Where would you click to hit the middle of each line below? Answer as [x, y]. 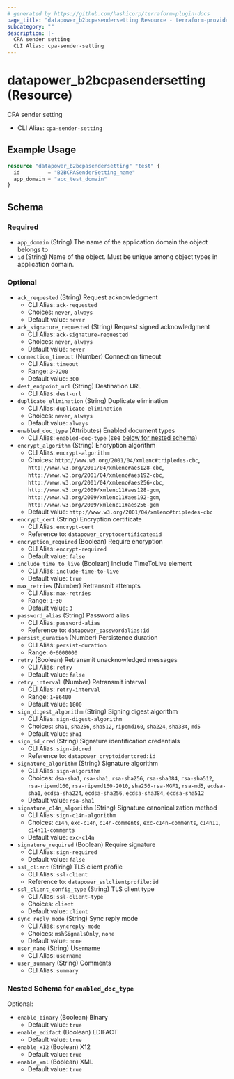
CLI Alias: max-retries [59, 593]
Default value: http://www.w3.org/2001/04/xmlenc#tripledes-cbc [120, 512]
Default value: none [55, 941]
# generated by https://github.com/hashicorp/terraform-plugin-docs [109, 14]
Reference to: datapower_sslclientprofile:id [93, 882]
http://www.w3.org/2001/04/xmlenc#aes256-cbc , [96, 482]
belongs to [33, 249]
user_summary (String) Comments [64, 963]
